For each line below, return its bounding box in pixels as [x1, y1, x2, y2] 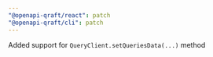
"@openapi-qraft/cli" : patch [8, 19, 104, 27]
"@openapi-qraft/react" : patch [8, 11, 111, 20]
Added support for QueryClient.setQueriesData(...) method [8, 40, 206, 49]
